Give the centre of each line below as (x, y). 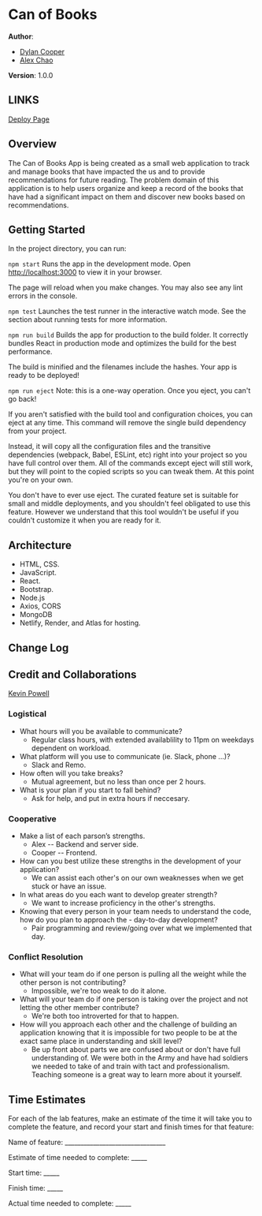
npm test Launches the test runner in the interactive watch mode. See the (127, 311)
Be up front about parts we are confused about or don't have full (136, 1050)
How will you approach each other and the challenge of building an (128, 1024)
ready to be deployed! (44, 376)
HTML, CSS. (39, 564)
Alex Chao (36, 60)
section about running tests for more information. (88, 320)
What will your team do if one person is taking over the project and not (134, 999)
